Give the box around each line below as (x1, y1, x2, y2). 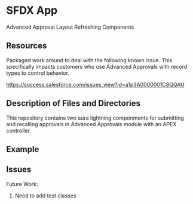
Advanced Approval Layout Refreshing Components (6, 23, 134, 31)
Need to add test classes (14, 192, 76, 199)
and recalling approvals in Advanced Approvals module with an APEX (6, 120, 177, 127)
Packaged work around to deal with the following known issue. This (6, 56, 173, 63)
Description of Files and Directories (6, 98, 141, 108)
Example (6, 144, 39, 154)
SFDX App (6, 4, 58, 17)
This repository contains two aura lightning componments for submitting (6, 114, 184, 121)
